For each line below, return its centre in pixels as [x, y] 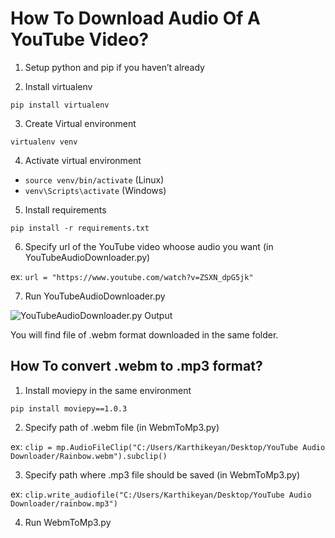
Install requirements [65, 209]
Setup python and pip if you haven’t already [114, 67]
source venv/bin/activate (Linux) [94, 179]
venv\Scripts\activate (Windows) [95, 190]
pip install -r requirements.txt [80, 228]
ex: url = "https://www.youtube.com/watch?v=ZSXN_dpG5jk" [132, 276]
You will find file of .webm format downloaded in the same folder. [144, 334]
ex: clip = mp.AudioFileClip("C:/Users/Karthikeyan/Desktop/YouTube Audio [168, 446]
